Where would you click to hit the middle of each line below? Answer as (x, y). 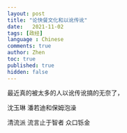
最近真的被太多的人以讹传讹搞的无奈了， (65, 93)
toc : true (22, 59)
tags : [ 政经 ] (25, 33)
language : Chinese (36, 40)
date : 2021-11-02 (36, 26)
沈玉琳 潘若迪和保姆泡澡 (42, 107)
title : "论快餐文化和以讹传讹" (47, 20)
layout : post (26, 14)
